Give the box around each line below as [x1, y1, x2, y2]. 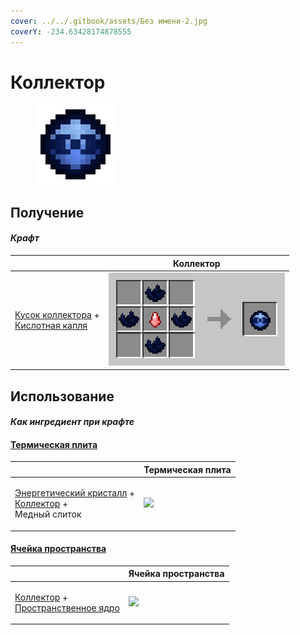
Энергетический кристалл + [14, 487, 136, 499]
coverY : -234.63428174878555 [10, 26, 132, 37]
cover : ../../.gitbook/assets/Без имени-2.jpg [10, 16, 208, 26]
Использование [10, 388, 115, 405]
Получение [10, 204, 85, 221]
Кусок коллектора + [14, 308, 100, 320]
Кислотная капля [14, 319, 88, 331]
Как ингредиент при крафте [10, 416, 135, 428]
